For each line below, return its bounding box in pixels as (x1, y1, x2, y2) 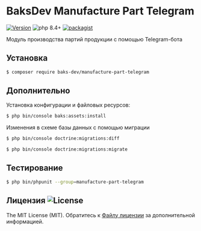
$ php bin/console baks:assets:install (6, 113, 107, 119)
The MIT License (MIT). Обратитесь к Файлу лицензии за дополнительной (6, 211, 196, 218)
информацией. (6, 218, 44, 225)
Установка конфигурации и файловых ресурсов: (6, 101, 131, 109)
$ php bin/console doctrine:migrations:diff (6, 136, 120, 142)
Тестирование (6, 163, 63, 173)
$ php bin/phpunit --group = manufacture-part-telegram (6, 179, 144, 185)
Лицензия (6, 196, 46, 206)
